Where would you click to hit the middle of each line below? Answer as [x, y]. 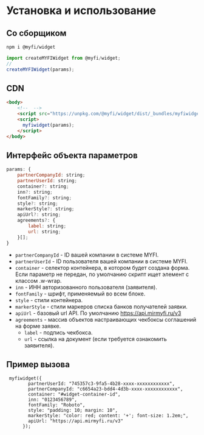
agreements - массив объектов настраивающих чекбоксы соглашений [106, 319]
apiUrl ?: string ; [39, 215]
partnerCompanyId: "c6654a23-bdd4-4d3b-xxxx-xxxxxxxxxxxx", [106, 389]
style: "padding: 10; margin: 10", [73, 411]
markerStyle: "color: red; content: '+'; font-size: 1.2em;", [108, 416]
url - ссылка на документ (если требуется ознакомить [95, 339]
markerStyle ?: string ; [46, 209]
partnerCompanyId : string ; [51, 175]
